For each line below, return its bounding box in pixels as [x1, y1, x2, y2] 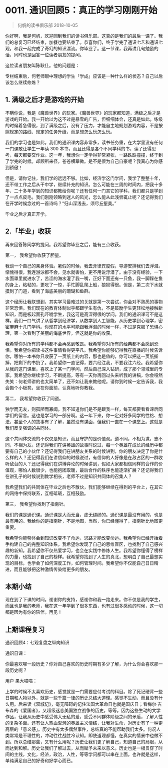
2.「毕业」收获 [5, 227, 51, 236]
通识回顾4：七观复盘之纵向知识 [5, 639, 70, 646]
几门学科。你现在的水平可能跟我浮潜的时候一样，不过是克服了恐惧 [22, 324, 158, 330]
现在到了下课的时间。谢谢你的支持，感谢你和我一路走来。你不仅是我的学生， [5, 597, 163, 603]
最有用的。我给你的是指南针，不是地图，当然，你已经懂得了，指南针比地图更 [5, 518, 163, 524]
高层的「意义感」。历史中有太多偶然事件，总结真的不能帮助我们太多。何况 [5, 726, 156, 732]
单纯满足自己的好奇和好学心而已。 [5, 757, 75, 764]
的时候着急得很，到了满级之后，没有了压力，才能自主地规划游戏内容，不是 [5, 122, 158, 128]
